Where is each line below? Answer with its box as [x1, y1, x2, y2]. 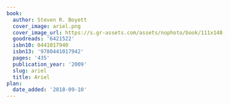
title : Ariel [12, 73, 50, 81]
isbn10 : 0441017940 [12, 42, 69, 49]
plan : [6, 80, 22, 87]
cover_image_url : [12, 29, 63, 36]
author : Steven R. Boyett [12, 16, 88, 23]
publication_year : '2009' [12, 61, 88, 68]
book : [6, 10, 22, 17]
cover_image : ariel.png [12, 23, 81, 29]
